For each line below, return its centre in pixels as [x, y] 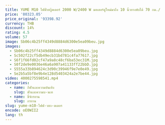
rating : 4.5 [17, 32]
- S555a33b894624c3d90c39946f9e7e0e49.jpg [54, 69]
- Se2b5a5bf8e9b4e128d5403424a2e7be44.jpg [54, 74]
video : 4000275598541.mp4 [32, 78]
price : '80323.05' [24, 14]
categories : [17, 83]
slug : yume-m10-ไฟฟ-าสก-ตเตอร [34, 106]
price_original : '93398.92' [34, 19]
